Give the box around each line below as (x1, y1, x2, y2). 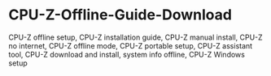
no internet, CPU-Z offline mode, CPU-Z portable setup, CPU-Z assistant (8, 40, 253, 50)
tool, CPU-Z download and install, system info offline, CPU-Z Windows (8, 49, 246, 59)
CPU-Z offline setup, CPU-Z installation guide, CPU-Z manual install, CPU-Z (8, 32, 263, 42)
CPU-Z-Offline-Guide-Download (8, 6, 232, 24)
